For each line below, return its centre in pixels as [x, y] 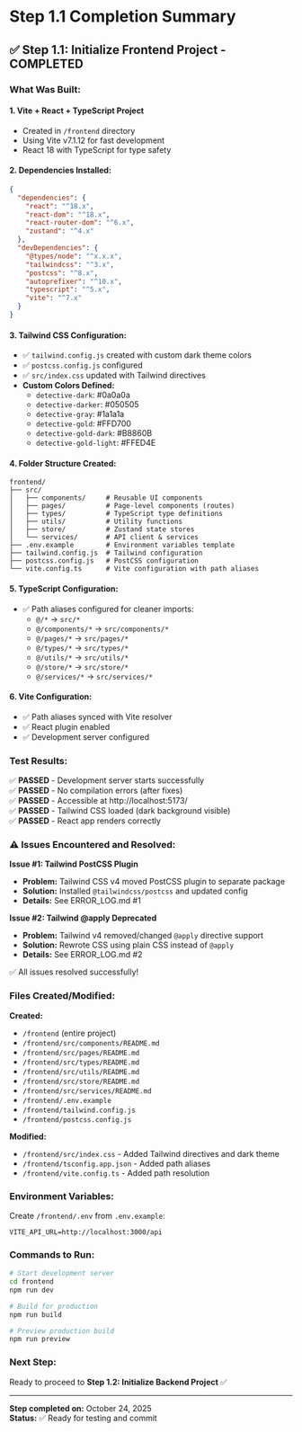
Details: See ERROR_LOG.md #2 [82, 955]
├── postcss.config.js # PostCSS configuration [104, 561]
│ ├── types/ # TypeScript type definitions [116, 514]
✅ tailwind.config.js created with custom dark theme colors [137, 355]
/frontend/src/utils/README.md [81, 1072]
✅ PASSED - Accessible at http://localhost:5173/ [99, 801]
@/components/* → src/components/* [102, 628]
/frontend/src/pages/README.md [81, 1053]
